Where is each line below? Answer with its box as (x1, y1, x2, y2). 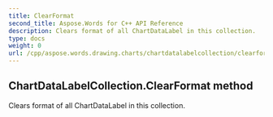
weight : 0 (8, 42, 42, 50)
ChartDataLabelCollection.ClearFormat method (8, 79, 253, 93)
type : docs (8, 34, 45, 43)
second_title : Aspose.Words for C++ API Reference (8, 19, 184, 27)
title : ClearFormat (8, 11, 75, 20)
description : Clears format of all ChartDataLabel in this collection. (8, 27, 256, 35)
